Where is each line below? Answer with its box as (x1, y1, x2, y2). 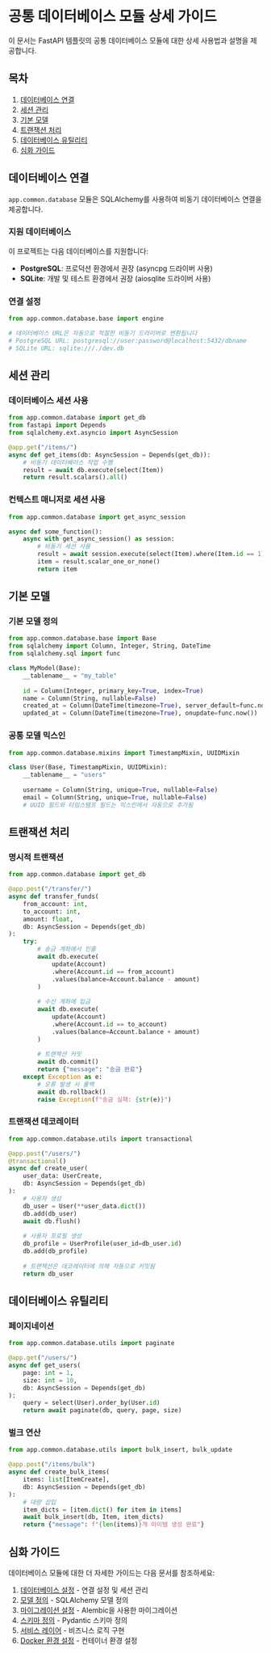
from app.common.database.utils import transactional (8, 1135, 194, 1143)
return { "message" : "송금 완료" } (37, 1065, 143, 1073)
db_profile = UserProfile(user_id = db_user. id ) (23, 1240, 182, 1248)
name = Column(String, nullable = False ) (23, 694, 157, 702)
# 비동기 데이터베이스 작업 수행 (23, 458, 113, 466)
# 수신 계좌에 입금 (37, 997, 91, 1006)
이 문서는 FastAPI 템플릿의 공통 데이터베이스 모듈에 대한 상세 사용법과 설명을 (8, 36, 248, 45)
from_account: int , (23, 900, 89, 908)
